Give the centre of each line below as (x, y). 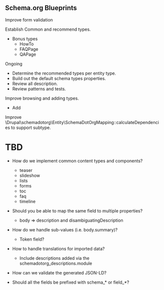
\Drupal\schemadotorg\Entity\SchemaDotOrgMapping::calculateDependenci (82, 122)
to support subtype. (31, 127)
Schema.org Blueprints (41, 8)
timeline (27, 201)
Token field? (32, 239)
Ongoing (14, 63)
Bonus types (25, 39)
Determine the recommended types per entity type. (64, 73)
